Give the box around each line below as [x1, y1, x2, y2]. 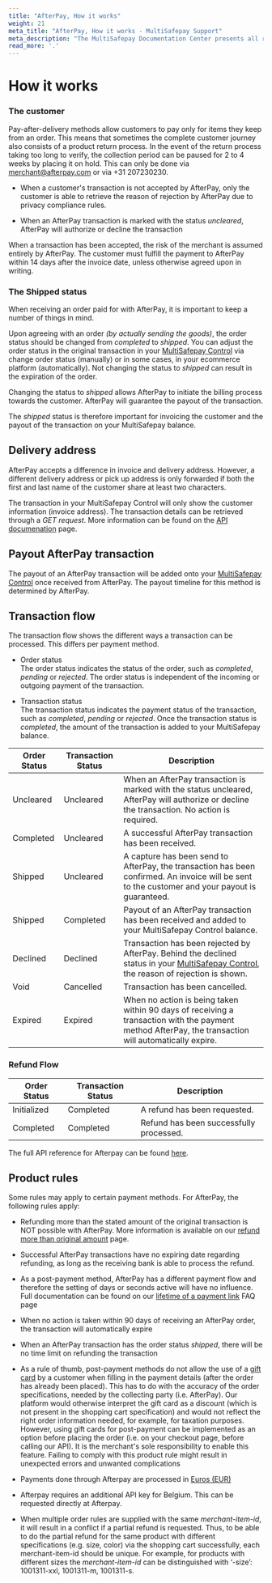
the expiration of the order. [8, 371, 98, 381]
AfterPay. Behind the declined [123, 948, 237, 959]
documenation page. [8, 524, 78, 533]
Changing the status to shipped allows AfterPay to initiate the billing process [8, 387, 263, 397]
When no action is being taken [123, 995, 239, 1006]
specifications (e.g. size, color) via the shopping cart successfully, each [19, 1540, 261, 1550]
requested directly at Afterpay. [19, 1499, 123, 1509]
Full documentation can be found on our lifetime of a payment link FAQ [19, 1292, 256, 1301]
